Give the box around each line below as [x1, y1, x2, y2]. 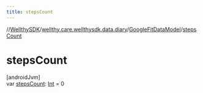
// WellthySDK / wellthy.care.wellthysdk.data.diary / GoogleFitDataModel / [6, 26, 183, 33]
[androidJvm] [6, 74, 41, 81]
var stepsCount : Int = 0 [6, 80, 65, 87]
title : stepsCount [6, 9, 53, 15]
